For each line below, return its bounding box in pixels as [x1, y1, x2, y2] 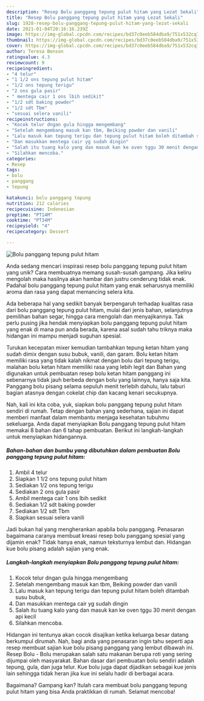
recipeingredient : [6, 65, 53, 72]
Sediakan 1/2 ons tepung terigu [15, 481, 93, 489]
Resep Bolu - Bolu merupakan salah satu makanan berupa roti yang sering [6, 650, 192, 657]
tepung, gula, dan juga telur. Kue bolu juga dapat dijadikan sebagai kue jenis [6, 663, 197, 671]
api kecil [15, 612, 36, 620]
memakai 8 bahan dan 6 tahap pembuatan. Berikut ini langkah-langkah [6, 426, 183, 434]
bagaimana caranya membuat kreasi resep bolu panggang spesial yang [6, 532, 185, 539]
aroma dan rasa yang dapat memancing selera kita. [6, 288, 135, 295]
